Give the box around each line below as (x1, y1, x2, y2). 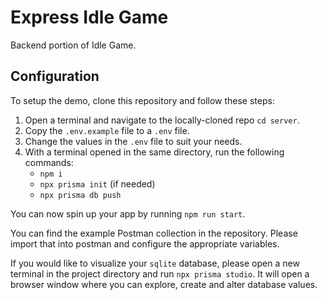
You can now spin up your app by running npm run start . (10, 207, 246, 220)
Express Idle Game (10, 6, 169, 29)
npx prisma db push (39, 190, 122, 200)
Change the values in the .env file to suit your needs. (24, 135, 243, 147)
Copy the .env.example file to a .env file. (24, 124, 190, 136)
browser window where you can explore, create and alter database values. (10, 278, 318, 290)
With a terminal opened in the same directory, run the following (24, 146, 285, 158)
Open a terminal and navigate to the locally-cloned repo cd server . (24, 114, 300, 126)
